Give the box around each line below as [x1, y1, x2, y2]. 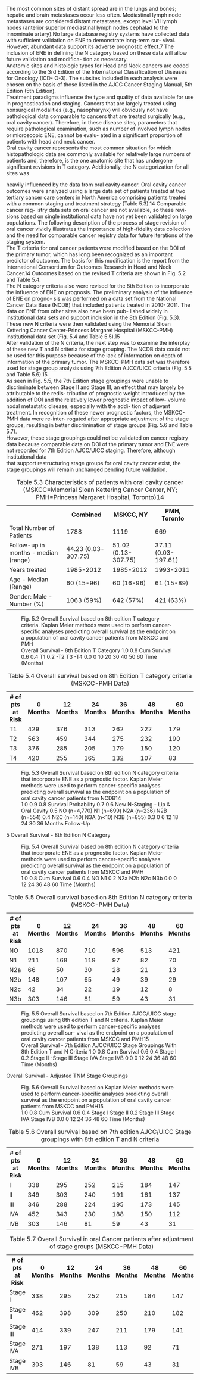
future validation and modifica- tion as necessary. [6, 56, 128, 63]
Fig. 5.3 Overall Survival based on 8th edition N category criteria [21, 770, 179, 776]
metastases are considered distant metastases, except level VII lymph [6, 18, 177, 24]
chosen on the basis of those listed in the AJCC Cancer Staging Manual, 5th [6, 81, 193, 88]
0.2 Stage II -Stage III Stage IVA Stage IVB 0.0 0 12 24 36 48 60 [21, 1054, 177, 1061]
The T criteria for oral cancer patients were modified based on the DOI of [6, 244, 186, 251]
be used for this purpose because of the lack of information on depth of [6, 352, 183, 359]
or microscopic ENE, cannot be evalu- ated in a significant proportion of [6, 132, 183, 139]
